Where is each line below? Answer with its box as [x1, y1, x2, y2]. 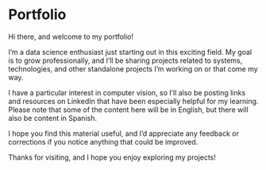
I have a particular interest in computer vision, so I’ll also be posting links [8, 87, 246, 97]
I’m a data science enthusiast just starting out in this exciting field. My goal [8, 47, 253, 56]
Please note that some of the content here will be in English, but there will [8, 105, 249, 114]
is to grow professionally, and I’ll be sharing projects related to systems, [8, 56, 243, 65]
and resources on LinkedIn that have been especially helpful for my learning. [8, 96, 259, 106]
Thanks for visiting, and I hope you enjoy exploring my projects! [8, 153, 217, 162]
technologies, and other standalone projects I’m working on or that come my [8, 64, 258, 73]
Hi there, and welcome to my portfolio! [8, 32, 133, 41]
